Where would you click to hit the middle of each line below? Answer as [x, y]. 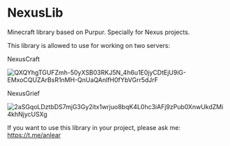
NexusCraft [24, 59]
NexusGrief [24, 93]
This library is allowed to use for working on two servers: [89, 45]
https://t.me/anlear [34, 135]
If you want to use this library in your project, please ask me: [94, 127]
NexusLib [35, 13]
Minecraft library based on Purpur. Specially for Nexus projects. [99, 32]
